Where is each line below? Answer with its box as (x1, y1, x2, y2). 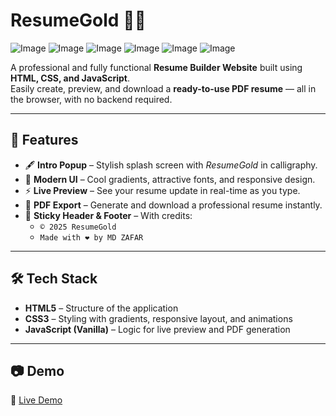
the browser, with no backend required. (10, 93, 173, 105)
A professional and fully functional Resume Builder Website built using (10, 61, 303, 73)
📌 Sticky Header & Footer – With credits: (24, 209, 193, 221)
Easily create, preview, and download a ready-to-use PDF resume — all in (10, 82, 317, 94)
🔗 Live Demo (10, 394, 63, 406)
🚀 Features (10, 132, 79, 149)
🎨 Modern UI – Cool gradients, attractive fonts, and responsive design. (24, 173, 316, 185)
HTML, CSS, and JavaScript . (10, 72, 130, 84)
